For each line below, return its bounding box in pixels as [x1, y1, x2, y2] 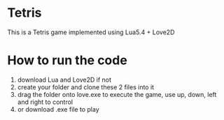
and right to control [17, 98, 73, 106]
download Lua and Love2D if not [17, 75, 112, 84]
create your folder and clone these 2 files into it [17, 82, 155, 91]
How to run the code [7, 52, 127, 68]
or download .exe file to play [17, 105, 99, 113]
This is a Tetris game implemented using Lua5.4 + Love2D [7, 28, 175, 36]
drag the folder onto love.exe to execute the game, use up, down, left [17, 90, 217, 98]
